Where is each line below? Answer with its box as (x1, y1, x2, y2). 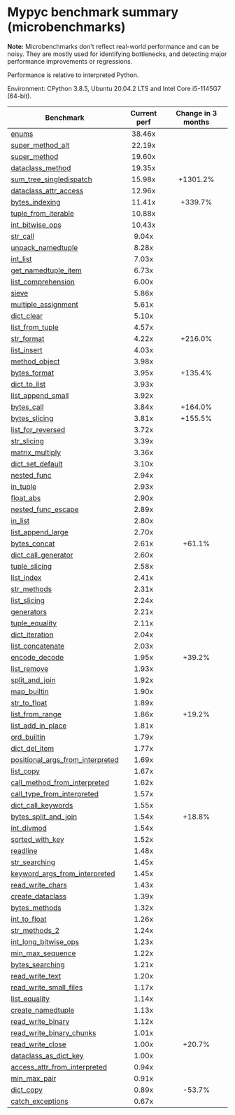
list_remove (10, 663, 49, 673)
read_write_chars (10, 880, 68, 889)
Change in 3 (176, 108, 218, 118)
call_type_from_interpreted (10, 789, 99, 798)
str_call (10, 231, 35, 241)
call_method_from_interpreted (10, 777, 110, 787)
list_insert (10, 345, 43, 354)
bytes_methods (10, 903, 62, 913)
